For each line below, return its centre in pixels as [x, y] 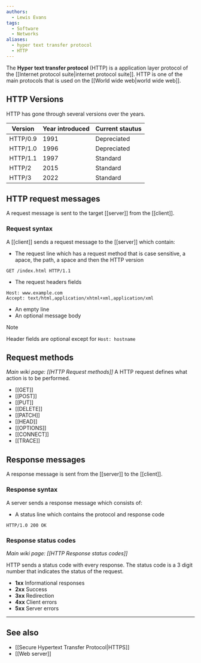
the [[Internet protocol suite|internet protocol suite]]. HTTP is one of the [95, 74]
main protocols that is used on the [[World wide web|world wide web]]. [94, 80]
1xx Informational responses [50, 583]
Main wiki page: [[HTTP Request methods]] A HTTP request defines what [97, 372]
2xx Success [31, 589]
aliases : [17, 40]
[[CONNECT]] [32, 434]
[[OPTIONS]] [31, 428]
